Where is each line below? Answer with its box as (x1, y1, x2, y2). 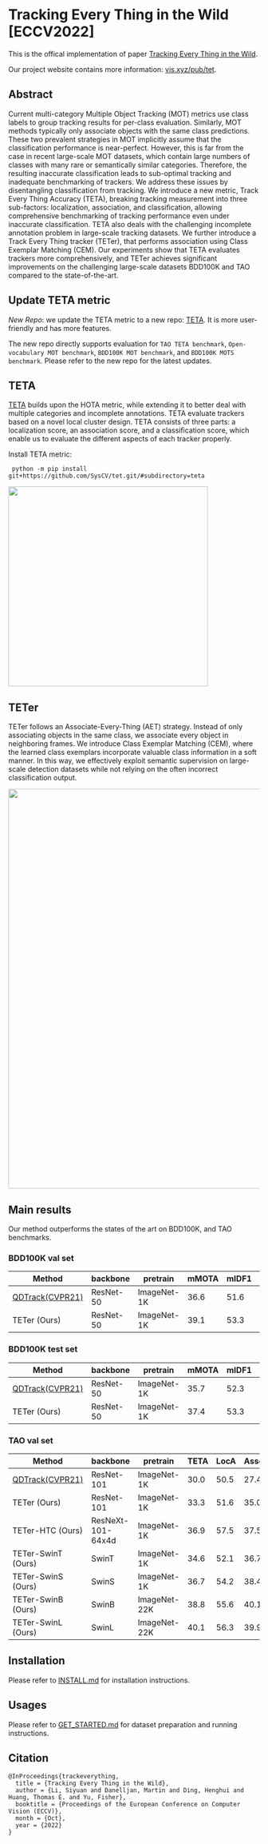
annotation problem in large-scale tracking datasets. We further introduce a (8, 228, 257, 237)
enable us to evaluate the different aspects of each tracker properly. (8, 434, 232, 444)
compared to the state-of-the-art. (8, 270, 119, 280)
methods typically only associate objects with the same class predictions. (8, 126, 250, 135)
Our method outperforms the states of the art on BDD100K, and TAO (8, 1224, 233, 1233)
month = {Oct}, (15, 1814, 66, 1822)
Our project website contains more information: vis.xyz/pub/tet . (8, 64, 217, 74)
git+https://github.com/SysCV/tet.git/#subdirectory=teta (8, 472, 205, 481)
